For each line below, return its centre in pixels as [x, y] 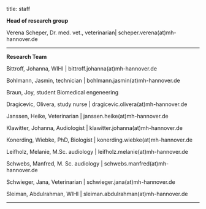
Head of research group [37, 21]
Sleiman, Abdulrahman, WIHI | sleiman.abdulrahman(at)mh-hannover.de [97, 194]
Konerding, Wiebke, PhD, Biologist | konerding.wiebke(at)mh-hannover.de [100, 140]
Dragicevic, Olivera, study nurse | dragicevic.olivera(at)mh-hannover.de [97, 104]
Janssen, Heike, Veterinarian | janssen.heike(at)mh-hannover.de [87, 116]
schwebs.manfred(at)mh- [136, 164]
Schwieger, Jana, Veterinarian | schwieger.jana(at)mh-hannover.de [91, 182]
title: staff [18, 9]
